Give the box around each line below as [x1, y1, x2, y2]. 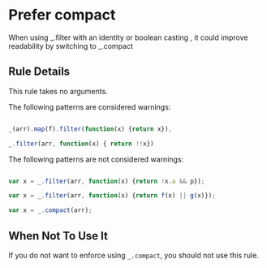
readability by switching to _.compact [8, 41, 134, 50]
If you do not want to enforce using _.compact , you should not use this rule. [8, 250, 260, 260]
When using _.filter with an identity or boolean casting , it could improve [8, 32, 248, 42]
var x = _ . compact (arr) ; [8, 206, 93, 214]
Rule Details [8, 65, 71, 79]
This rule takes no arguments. [8, 86, 108, 96]
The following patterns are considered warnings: [8, 102, 171, 111]
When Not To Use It [8, 229, 108, 243]
